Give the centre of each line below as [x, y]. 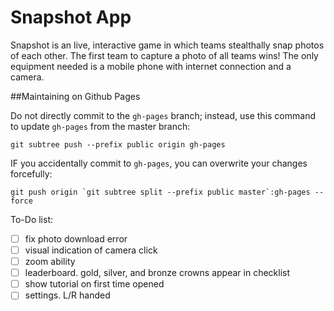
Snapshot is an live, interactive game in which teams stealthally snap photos [167, 45]
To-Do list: [31, 219]
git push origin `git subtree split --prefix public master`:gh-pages [160, 192]
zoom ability [50, 262]
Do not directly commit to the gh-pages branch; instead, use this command [163, 115]
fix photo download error [76, 238]
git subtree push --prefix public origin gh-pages [118, 144]
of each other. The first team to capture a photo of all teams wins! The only [164, 55]
